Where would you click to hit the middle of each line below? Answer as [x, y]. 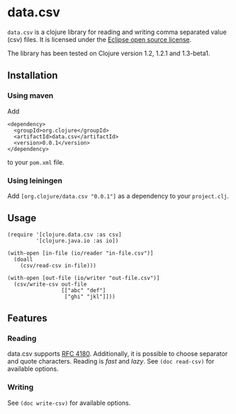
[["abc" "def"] [84, 290]
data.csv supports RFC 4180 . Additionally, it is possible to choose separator [118, 354]
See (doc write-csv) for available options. [69, 403]
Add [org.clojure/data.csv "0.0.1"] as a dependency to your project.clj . [118, 196]
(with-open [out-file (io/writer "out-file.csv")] [84, 278]
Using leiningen [35, 180]
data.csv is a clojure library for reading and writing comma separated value [117, 32]
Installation [33, 75]
